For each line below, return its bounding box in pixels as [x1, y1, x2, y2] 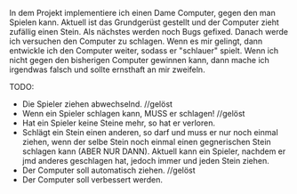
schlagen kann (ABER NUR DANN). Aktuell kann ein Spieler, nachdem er [21, 146, 286, 157]
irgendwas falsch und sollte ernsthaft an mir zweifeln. [9, 64, 206, 75]
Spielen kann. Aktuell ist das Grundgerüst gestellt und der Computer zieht [9, 17, 280, 28]
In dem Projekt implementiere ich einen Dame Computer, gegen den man [9, 8, 276, 18]
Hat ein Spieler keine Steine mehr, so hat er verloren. [21, 117, 216, 128]
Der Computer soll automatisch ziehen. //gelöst [21, 165, 196, 175]
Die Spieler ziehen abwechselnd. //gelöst [21, 99, 173, 109]
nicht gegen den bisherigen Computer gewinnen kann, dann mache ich [9, 55, 269, 65]
